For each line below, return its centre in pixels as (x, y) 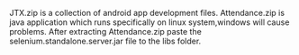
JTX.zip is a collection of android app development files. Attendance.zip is (147, 13)
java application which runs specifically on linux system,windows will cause (149, 22)
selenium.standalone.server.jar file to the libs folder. (105, 41)
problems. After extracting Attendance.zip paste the (106, 31)
